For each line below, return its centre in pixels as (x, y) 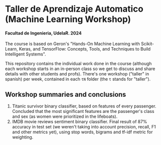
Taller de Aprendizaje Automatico (74, 9)
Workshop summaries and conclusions (66, 94)
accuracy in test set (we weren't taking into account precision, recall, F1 (84, 127)
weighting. (23, 137)
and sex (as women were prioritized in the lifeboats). (65, 117)
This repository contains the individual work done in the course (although (79, 64)
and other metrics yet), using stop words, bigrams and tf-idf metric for (82, 132)
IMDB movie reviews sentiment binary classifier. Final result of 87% (80, 122)
